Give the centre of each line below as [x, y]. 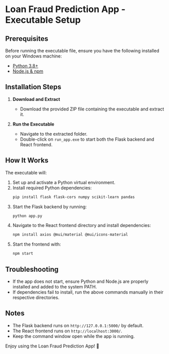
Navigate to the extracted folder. [54, 134]
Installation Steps [33, 87]
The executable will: [26, 172]
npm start [23, 254]
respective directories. [36, 297]
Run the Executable [33, 124]
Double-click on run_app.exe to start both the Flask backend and [87, 139]
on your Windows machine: [34, 56]
